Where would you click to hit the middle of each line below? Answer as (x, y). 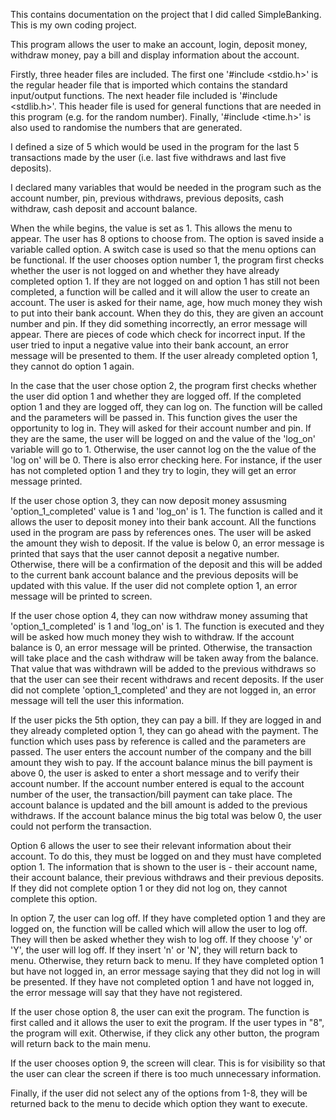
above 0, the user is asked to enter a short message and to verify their (155, 773)
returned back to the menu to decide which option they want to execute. (159, 1103)
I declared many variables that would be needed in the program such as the (166, 187)
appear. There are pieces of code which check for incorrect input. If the (158, 334)
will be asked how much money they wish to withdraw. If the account (152, 637)
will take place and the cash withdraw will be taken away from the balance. (164, 658)
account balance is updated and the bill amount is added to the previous (159, 805)
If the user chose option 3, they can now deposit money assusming (148, 500)
